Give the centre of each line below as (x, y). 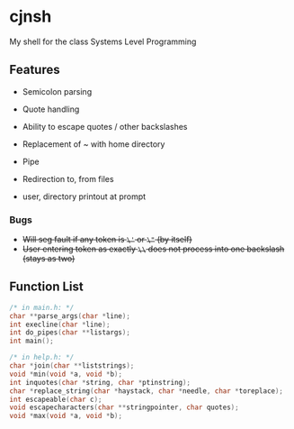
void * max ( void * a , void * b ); (66, 416)
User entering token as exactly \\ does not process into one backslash (153, 249)
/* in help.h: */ (42, 358)
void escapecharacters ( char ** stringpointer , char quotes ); (125, 407)
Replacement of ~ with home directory (94, 144)
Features (35, 70)
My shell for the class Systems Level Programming (103, 41)
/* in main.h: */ (42, 307)
